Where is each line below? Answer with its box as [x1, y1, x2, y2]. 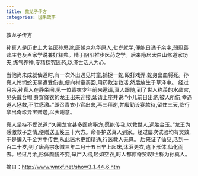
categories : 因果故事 [6, 14, 56, 20]
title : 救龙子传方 [6, 8, 47, 15]
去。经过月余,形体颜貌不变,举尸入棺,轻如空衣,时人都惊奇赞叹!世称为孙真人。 [6, 151, 191, 158]
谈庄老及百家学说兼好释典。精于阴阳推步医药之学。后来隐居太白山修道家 [6, 51, 183, 58]
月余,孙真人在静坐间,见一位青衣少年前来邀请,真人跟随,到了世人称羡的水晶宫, [6, 86, 191, 93]
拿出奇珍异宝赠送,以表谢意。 [6, 108, 76, 116]
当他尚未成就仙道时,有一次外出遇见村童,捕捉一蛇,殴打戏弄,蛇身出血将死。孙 [6, 71, 189, 78]
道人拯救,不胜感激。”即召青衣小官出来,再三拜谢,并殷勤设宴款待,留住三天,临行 [6, 101, 190, 108]
